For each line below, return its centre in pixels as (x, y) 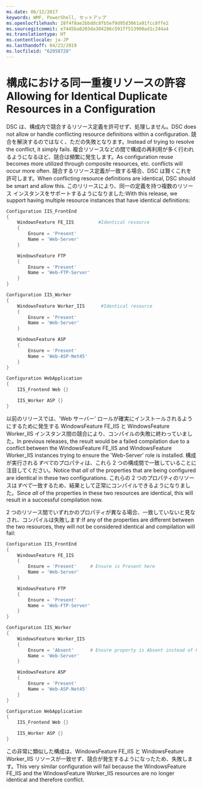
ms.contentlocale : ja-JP (37, 40)
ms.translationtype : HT (36, 34)
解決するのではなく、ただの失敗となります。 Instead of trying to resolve (105, 141)
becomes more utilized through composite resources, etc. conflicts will (95, 163)
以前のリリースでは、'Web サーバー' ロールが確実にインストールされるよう (99, 418)
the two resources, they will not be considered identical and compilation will (101, 526)
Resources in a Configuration (81, 109)
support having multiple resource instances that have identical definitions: (98, 200)
